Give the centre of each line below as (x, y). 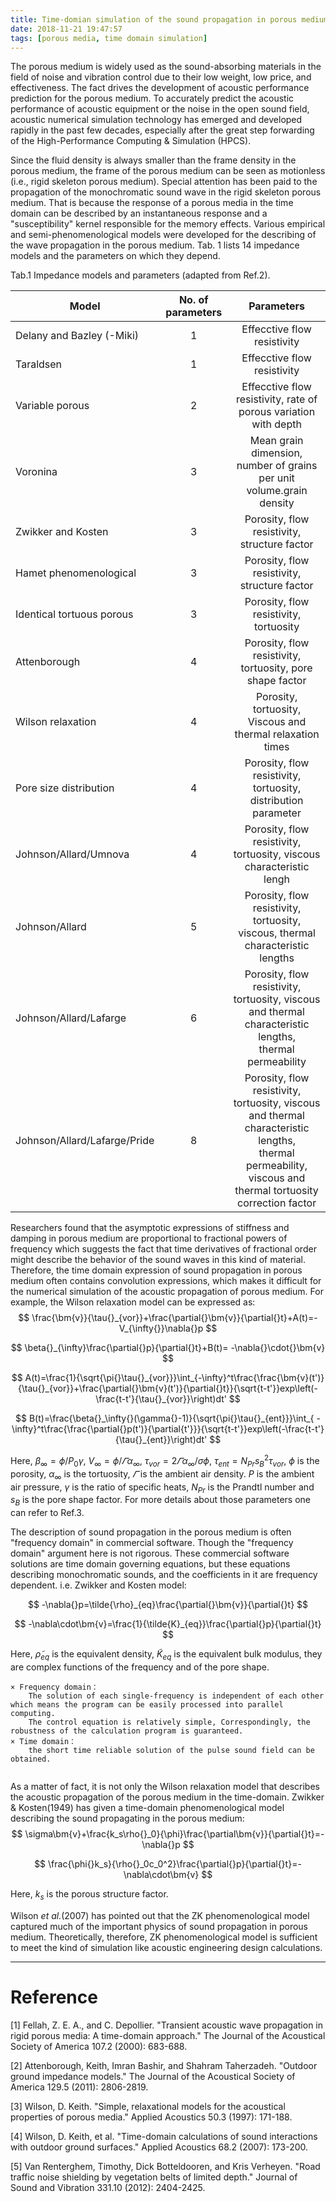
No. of (193, 300)
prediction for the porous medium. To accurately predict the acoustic (152, 98)
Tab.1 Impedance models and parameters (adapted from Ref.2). (140, 275)
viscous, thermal (277, 933)
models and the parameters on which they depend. (115, 256)
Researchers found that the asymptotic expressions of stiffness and (150, 1228)
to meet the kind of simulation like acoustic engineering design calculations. (166, 1947)
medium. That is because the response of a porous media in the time (152, 203)
